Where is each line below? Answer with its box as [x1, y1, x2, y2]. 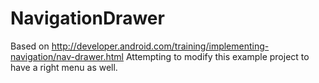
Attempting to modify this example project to [125, 50, 310, 62]
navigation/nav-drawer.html [10, 50, 125, 62]
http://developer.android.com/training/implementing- [51, 40, 270, 52]
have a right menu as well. [10, 61, 118, 73]
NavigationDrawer [10, 7, 165, 30]
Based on [10, 40, 50, 52]
